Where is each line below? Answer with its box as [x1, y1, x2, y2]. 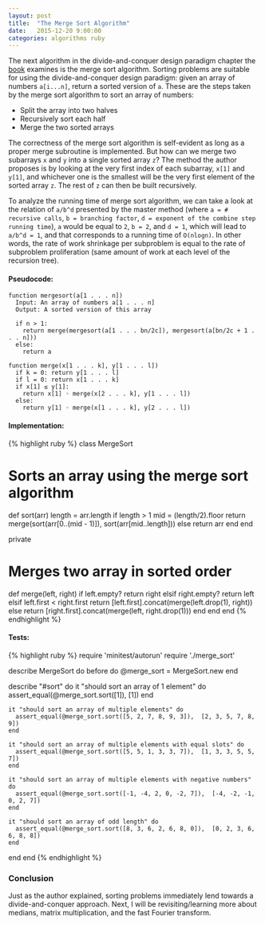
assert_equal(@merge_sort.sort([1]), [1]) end [8, 690, 154, 699]
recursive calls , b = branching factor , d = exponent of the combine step [8, 213, 256, 223]
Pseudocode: [8, 274, 54, 284]
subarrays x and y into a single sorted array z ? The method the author [8, 155, 238, 165]
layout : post [8, 11, 52, 20]
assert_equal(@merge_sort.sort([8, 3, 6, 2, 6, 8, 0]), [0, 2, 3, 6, [15, 824, 255, 833]
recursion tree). [8, 255, 60, 265]
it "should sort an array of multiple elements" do [8, 706, 184, 714]
